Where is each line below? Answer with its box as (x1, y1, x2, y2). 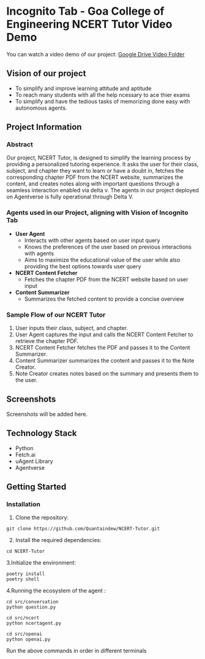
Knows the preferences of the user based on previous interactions (24, 243, 192, 250)
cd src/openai (6, 631, 43, 638)
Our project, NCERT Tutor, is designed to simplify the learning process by (6, 154, 192, 162)
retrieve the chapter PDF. (15, 337, 79, 345)
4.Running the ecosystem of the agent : (6, 587, 106, 595)
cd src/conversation (6, 599, 59, 605)
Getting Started (6, 482, 67, 492)
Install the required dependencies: (15, 537, 102, 544)
